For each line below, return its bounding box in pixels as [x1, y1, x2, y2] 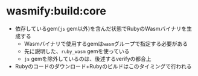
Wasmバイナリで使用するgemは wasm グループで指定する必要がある [24, 40, 188, 47]
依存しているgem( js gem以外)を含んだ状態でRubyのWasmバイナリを [14, 25, 187, 32]
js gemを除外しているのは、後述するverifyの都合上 [24, 55, 152, 62]
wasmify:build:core [6, 4, 107, 18]
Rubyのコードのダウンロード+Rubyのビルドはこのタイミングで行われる [14, 62, 192, 70]
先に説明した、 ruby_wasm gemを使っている [24, 47, 130, 55]
